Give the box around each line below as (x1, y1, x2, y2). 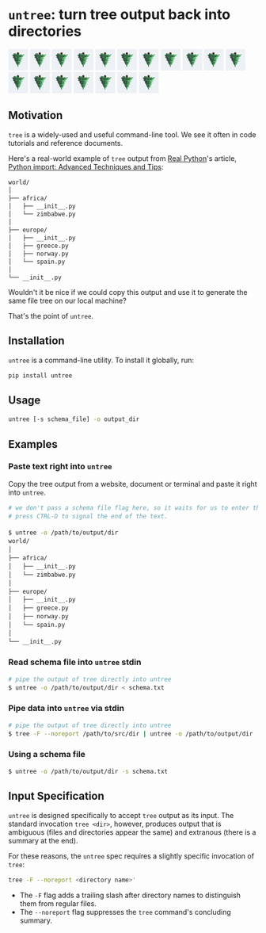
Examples (8, 438, 58, 451)
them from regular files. (19, 898, 97, 908)
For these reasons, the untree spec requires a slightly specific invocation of (8, 851, 255, 861)
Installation (8, 335, 65, 348)
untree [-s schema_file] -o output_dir (8, 415, 140, 423)
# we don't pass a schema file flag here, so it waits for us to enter (8, 503, 249, 512)
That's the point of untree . (8, 311, 93, 320)
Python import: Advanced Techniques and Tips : (8, 162, 164, 171)
